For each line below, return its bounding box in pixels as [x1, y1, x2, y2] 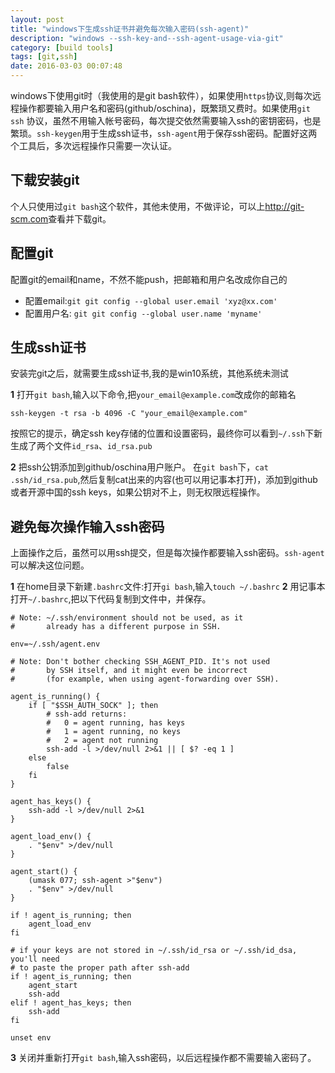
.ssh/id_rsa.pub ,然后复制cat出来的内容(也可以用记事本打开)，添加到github [10, 474, 318, 486]
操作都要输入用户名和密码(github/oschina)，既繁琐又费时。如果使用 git [18, 102, 312, 114]
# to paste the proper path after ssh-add [10, 963, 190, 973]
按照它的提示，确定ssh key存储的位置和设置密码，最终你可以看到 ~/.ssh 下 [10, 427, 315, 440]
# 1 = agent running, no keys [46, 727, 182, 737]
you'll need [10, 954, 60, 965]
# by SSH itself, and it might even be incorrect [10, 666, 248, 676]
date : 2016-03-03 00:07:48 [10, 61, 123, 71]
